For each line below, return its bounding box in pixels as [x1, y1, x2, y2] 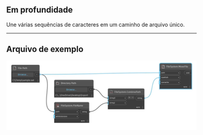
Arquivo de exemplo [6, 44, 83, 54]
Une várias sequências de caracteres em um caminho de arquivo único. [6, 21, 185, 28]
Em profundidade [6, 5, 73, 15]
